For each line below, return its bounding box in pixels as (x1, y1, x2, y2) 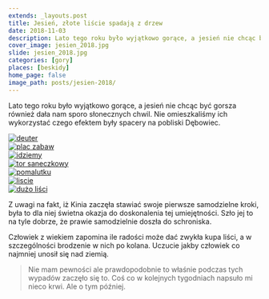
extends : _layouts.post (8, 11, 88, 20)
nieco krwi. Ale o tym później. (27, 281, 126, 291)
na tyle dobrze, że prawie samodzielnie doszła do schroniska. (8, 217, 212, 226)
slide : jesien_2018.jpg (8, 49, 88, 57)
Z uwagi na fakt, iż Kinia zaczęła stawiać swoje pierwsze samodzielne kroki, (8, 199, 259, 209)
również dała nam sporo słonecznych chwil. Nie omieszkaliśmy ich (8, 109, 228, 118)
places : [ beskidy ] (8, 64, 70, 72)
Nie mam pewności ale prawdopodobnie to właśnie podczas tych (27, 265, 243, 274)
